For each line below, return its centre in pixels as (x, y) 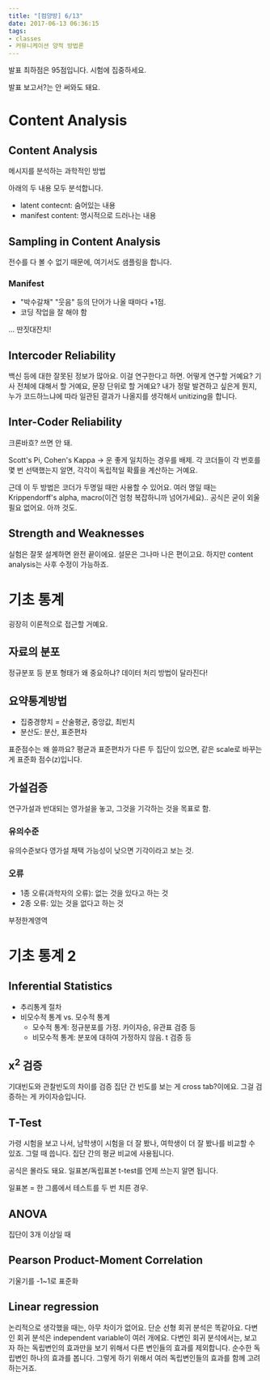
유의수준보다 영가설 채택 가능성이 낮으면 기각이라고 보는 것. (101, 851)
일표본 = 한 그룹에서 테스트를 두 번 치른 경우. (78, 1188)
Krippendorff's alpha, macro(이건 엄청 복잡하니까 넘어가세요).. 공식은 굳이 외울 (134, 497)
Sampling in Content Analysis (84, 241)
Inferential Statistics (61, 987)
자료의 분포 (34, 652)
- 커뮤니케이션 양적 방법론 (46, 46)
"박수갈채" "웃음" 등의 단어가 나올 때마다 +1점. (93, 302)
